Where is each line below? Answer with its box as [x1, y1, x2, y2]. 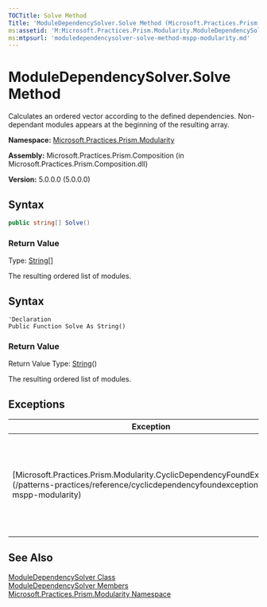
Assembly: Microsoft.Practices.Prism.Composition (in [8, 151, 184, 160]
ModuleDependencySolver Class [8, 572, 116, 582]
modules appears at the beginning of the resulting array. [44, 120, 230, 130]
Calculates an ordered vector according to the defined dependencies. [8, 112, 237, 121]
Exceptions [8, 397, 65, 411]
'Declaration [8, 315, 52, 323]
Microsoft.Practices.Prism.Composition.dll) [8, 159, 149, 169]
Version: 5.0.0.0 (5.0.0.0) [8, 174, 91, 184]
